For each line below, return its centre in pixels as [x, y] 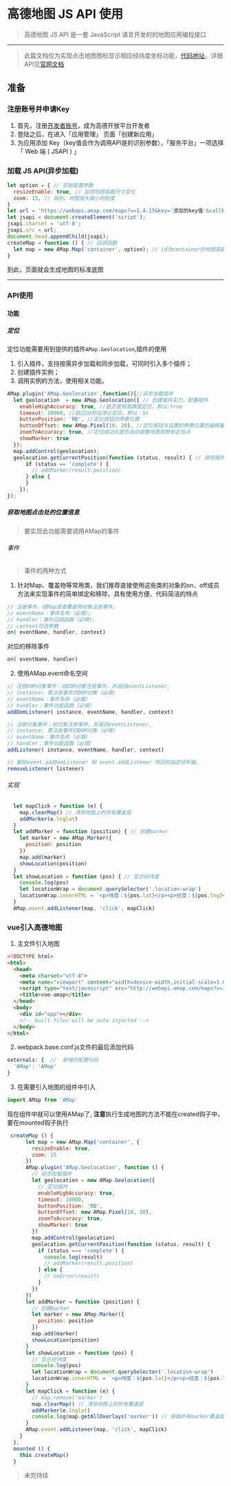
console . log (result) [73, 1257]
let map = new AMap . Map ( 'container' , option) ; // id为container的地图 [114, 249]
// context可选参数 [33, 626]
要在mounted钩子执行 [38, 1122]
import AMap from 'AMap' [43, 1100]
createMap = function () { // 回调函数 [62, 243]
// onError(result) [71, 1276]
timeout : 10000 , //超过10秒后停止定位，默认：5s [84, 413]
